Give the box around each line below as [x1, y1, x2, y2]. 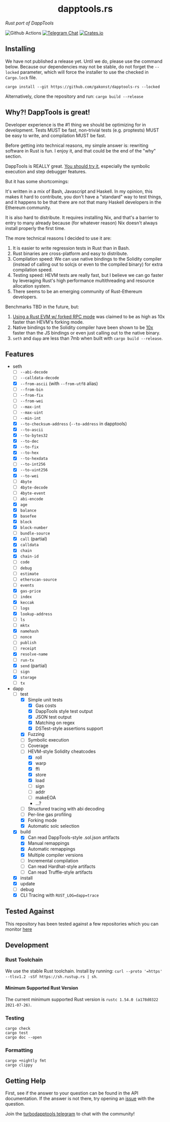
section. [5, 153, 22, 159]
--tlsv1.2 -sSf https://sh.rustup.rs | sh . [5, 973, 98, 979]
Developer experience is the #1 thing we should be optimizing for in [5, 121, 146, 127]
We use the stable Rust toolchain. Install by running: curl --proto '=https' [5, 967, 162, 974]
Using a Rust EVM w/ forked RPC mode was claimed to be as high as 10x [12, 313, 165, 319]
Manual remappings [27, 840, 70, 847]
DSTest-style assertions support [35, 725, 103, 732]
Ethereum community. [5, 205, 52, 211]
